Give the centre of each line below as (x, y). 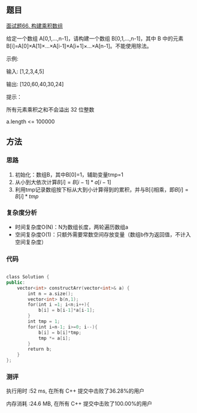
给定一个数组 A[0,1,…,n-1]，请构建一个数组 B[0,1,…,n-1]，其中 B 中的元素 (95, 38)
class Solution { (28, 277)
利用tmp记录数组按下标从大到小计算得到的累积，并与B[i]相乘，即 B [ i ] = (101, 189)
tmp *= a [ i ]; (54, 338)
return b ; (40, 349)
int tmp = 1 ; (44, 321)
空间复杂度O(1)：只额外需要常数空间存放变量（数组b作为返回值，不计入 (103, 234)
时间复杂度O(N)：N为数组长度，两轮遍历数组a (72, 227)
